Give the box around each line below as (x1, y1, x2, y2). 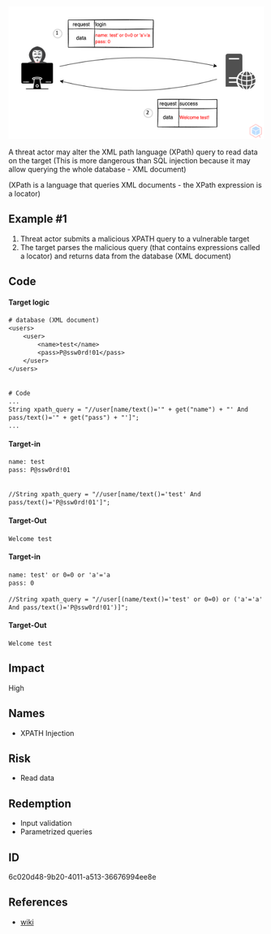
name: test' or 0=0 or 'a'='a (8, 571, 111, 579)
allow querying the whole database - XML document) (8, 164, 187, 174)
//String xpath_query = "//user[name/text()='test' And (8, 491, 201, 499)
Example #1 (8, 212, 67, 226)
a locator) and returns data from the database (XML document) (19, 251, 231, 261)
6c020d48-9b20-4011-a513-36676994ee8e (8, 872, 157, 882)
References (8, 896, 68, 910)
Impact (8, 661, 45, 676)
